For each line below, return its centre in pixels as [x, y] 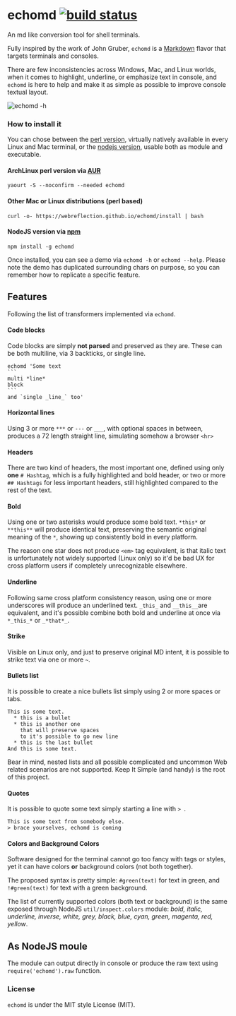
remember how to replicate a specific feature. [74, 275]
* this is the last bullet [53, 743]
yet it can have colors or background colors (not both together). [100, 867]
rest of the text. [30, 490]
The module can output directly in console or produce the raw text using [113, 963]
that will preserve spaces [60, 731]
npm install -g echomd [41, 246]
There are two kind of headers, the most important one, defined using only [116, 468]
